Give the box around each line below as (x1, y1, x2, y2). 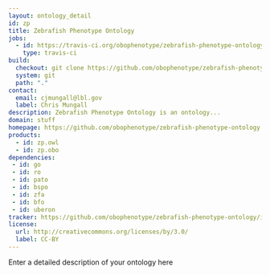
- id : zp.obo (15, 146, 59, 154)
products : (8, 131, 42, 139)
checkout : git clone (15, 64, 84, 72)
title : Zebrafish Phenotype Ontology (8, 26, 135, 34)
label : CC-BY (15, 236, 59, 244)
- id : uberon (11, 205, 56, 213)
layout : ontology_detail (8, 11, 92, 20)
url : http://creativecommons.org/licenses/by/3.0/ (15, 228, 189, 237)
